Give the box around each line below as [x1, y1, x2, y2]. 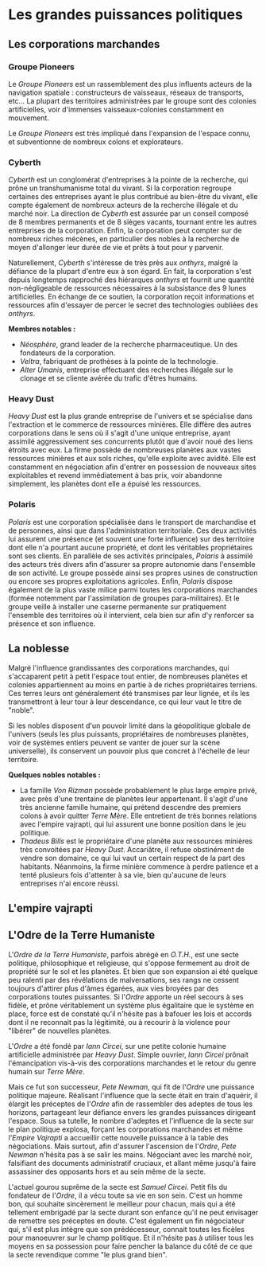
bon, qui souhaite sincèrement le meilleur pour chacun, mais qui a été [8, 1199, 236, 1208]
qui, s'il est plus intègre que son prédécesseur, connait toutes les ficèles [8, 1224, 245, 1234]
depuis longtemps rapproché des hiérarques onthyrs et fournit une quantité [8, 275, 256, 284]
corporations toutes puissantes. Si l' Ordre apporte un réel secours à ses [8, 991, 244, 1001]
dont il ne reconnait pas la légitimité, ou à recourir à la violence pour [8, 1017, 230, 1027]
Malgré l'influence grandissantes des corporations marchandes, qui [8, 663, 229, 672]
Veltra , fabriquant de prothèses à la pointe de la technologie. [19, 357, 218, 366]
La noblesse [8, 642, 70, 655]
